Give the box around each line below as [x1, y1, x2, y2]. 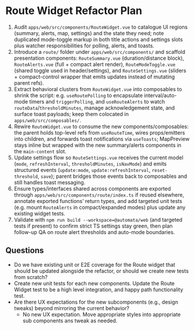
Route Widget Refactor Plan [5, 4, 142, 18]
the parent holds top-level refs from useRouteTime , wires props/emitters [13, 129, 185, 136]
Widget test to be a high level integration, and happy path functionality [13, 286, 183, 293]
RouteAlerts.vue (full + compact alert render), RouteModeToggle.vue [13, 60, 176, 68]
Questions [5, 246, 44, 256]
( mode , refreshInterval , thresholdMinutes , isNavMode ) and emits [13, 160, 167, 167]
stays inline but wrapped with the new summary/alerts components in [13, 142, 182, 149]
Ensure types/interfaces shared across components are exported [13, 185, 171, 192]
